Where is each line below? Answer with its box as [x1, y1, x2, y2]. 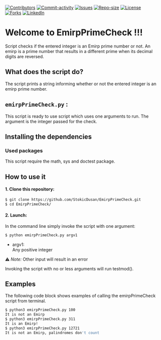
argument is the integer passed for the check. [5, 118, 97, 124]
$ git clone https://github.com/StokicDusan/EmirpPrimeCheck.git [5, 197, 141, 202]
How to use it [5, 172, 46, 181]
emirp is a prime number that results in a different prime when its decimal [5, 48, 153, 54]
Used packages [5, 147, 43, 154]
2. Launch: [5, 212, 27, 218]
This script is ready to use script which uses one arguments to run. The [5, 113, 149, 119]
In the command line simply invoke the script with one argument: [5, 223, 136, 229]
